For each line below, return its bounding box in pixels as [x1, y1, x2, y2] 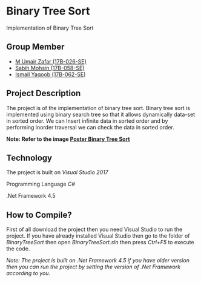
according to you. [6, 270, 50, 277]
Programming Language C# [6, 180, 76, 188]
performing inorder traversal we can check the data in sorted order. [6, 123, 174, 131]
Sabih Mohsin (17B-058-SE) [15, 64, 85, 71]
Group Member [6, 42, 65, 52]
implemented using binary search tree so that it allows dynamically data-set [6, 111, 196, 118]
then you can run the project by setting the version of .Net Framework [6, 263, 181, 270]
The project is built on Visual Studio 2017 [6, 169, 108, 176]
